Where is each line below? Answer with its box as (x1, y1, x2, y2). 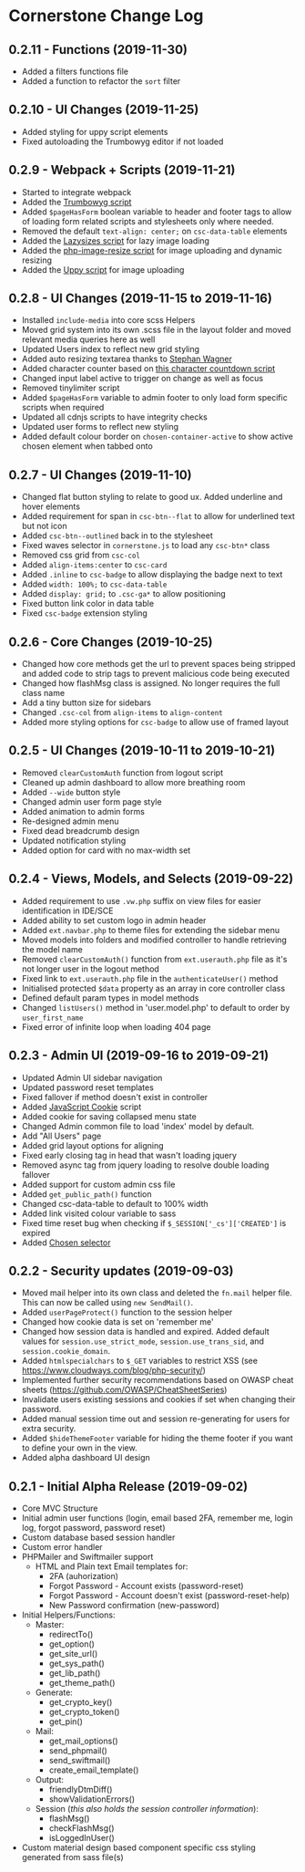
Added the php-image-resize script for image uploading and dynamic (21, 244, 283, 255)
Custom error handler (21, 1542, 103, 1553)
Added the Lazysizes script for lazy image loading (21, 234, 210, 246)
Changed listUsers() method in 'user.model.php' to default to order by (21, 1002, 290, 1013)
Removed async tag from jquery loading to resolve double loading (21, 1160, 269, 1170)
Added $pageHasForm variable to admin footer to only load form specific (21, 392, 288, 403)
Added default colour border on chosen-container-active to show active (21, 431, 293, 442)
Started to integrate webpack (21, 186, 132, 197)
